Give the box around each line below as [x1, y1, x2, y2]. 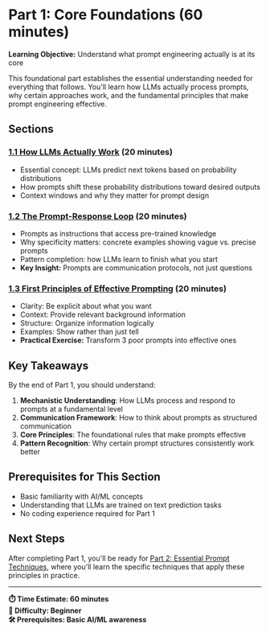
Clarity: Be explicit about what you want [19, 302, 152, 311]
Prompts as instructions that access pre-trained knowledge [19, 228, 217, 238]
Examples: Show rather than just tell [19, 327, 139, 337]
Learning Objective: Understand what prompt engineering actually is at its [8, 49, 256, 59]
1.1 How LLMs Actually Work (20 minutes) [8, 146, 173, 158]
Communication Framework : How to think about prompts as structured [19, 412, 257, 423]
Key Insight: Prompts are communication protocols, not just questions [19, 263, 253, 273]
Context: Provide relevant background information [19, 310, 186, 319]
